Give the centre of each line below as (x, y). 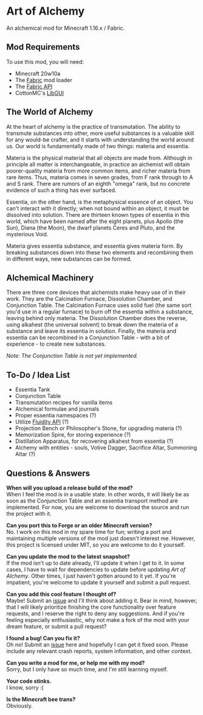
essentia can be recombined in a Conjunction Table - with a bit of (88, 338)
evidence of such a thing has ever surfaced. (61, 190)
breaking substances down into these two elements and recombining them (100, 252)
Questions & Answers (48, 473)
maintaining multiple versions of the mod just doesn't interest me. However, (101, 538)
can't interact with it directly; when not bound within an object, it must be (98, 208)
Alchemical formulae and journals (57, 409)
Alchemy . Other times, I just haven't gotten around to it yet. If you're (91, 576)
